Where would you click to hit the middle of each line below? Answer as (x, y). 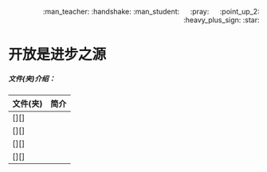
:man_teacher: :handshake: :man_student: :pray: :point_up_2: (151, 12)
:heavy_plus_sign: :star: (221, 20)
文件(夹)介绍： (32, 78)
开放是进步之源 (57, 55)
